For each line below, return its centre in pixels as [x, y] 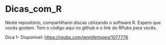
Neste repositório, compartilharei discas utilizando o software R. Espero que [83, 22]
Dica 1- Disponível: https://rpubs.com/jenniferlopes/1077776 [67, 37]
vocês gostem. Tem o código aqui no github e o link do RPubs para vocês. [81, 27]
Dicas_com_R [34, 9]
